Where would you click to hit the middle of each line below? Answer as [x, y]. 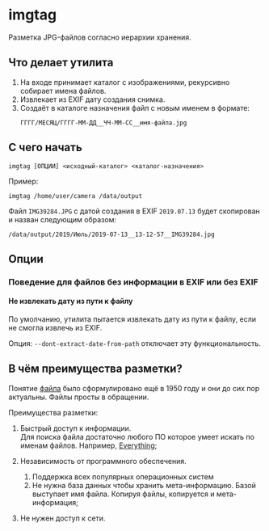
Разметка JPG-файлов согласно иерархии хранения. [100, 37]
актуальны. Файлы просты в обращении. [79, 397]
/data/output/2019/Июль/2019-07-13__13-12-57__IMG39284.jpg [112, 234]
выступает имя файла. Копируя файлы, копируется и [124, 494]
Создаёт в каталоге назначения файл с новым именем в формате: [135, 107]
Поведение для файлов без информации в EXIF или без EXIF [133, 282]
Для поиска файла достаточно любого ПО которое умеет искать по [137, 436]
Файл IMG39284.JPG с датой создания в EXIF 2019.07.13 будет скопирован [134, 211]
